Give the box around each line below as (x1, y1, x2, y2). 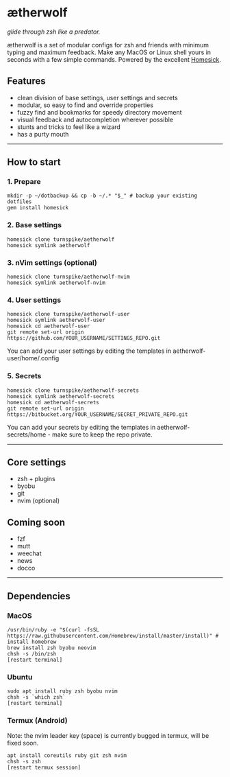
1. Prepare (7, 177, 41, 187)
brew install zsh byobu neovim (7, 644, 97, 651)
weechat (16, 549, 42, 557)
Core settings (7, 456, 66, 468)
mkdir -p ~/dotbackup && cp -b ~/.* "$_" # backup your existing (7, 192, 197, 200)
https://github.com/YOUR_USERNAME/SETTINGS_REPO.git (7, 335, 161, 342)
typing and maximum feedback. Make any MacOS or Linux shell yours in (7, 48, 211, 56)
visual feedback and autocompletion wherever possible (16, 115, 173, 124)
